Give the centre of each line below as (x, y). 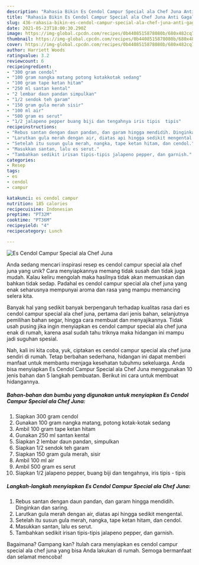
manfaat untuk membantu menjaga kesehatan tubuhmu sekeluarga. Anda (96, 363)
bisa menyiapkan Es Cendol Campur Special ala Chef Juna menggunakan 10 (99, 369)
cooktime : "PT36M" (29, 220)
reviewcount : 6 (25, 61)
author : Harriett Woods (36, 50)
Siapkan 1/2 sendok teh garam (52, 447)
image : (15, 34)
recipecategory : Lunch (35, 231)
